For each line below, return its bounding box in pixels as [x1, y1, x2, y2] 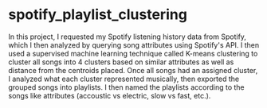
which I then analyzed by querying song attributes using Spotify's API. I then [8, 40, 260, 49]
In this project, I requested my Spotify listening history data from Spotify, [8, 32, 247, 41]
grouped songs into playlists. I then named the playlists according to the [8, 82, 245, 92]
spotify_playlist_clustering [8, 6, 187, 24]
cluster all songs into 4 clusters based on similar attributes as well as [8, 57, 234, 67]
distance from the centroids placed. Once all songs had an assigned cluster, [8, 65, 258, 75]
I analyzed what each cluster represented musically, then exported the [8, 74, 240, 83]
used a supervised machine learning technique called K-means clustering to [8, 48, 258, 58]
